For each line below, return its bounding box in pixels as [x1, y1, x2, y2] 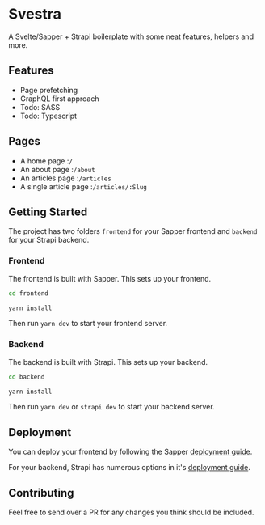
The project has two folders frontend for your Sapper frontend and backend [8, 227, 258, 236]
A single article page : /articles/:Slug [19, 181, 148, 191]
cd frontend [8, 289, 48, 298]
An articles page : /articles [19, 173, 111, 183]
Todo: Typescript [19, 111, 78, 121]
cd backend [8, 373, 45, 381]
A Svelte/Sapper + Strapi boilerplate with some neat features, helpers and [8, 32, 254, 41]
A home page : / [19, 155, 73, 166]
